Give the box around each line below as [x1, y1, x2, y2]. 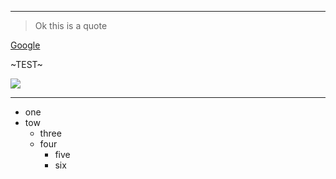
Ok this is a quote [34, 20, 108, 31]
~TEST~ [10, 59, 43, 70]
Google [10, 39, 41, 51]
